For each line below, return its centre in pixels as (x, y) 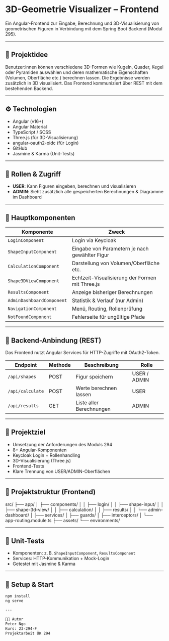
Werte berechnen (96, 388)
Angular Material (30, 126)
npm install (18, 596)
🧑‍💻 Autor (14, 619)
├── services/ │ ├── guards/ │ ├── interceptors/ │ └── (94, 515)
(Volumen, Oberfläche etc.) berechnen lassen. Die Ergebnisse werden (77, 77)
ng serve (14, 601)
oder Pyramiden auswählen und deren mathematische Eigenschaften (77, 72)
